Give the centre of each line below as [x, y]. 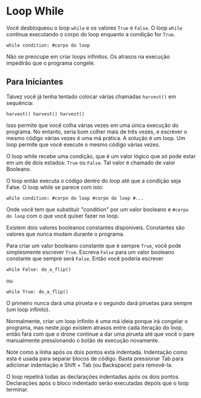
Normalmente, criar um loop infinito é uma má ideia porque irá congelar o [97, 321]
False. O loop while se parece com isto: [55, 187]
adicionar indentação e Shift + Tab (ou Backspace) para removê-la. [89, 365]
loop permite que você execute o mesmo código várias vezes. [83, 144]
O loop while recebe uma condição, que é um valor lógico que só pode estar [101, 156]
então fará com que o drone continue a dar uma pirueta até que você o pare [100, 334]
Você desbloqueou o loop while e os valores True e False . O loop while [94, 28]
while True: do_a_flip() [37, 292]
